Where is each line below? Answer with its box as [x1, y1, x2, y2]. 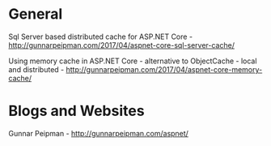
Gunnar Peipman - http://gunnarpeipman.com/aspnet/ [8, 128, 188, 138]
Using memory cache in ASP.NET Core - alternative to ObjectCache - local [8, 56, 257, 66]
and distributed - [8, 64, 65, 74]
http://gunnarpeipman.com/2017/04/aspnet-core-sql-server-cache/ [8, 40, 235, 49]
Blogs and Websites [8, 102, 145, 120]
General [8, 5, 63, 24]
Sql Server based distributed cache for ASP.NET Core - [8, 32, 193, 41]
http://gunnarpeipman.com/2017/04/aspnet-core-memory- [66, 64, 263, 74]
